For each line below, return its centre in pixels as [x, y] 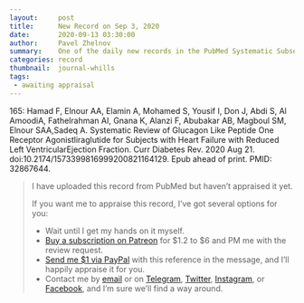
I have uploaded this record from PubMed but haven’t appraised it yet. [162, 185]
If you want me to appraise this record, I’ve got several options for [154, 204]
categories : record [46, 60]
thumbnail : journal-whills [62, 69]
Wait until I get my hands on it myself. [115, 231]
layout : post [42, 18]
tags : [19, 77]
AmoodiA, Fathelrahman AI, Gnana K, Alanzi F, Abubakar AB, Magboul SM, [148, 120]
